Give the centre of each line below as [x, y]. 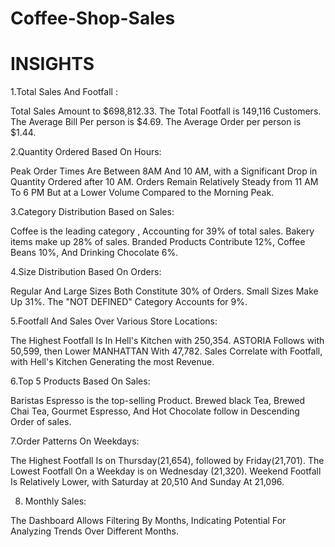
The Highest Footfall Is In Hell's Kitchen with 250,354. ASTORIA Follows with [167, 341]
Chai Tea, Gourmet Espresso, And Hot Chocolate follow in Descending [155, 411]
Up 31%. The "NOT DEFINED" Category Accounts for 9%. [129, 302]
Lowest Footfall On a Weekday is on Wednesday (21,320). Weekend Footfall [166, 471]
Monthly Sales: [55, 501]
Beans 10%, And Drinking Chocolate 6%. [94, 253]
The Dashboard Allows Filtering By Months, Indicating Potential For [148, 521]
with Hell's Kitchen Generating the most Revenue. [112, 362]
